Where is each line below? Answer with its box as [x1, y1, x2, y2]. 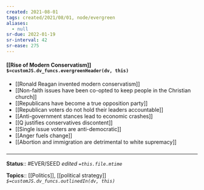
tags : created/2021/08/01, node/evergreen [6, 15, 115, 21]
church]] [15, 93, 37, 101]
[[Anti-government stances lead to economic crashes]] [15, 113, 153, 120]
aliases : [6, 20, 29, 26]
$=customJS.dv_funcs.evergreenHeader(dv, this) [6, 68, 129, 74]
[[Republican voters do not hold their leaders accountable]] [15, 106, 164, 114]
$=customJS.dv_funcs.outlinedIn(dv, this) [6, 178, 115, 185]
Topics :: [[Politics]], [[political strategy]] [6, 172, 106, 179]
